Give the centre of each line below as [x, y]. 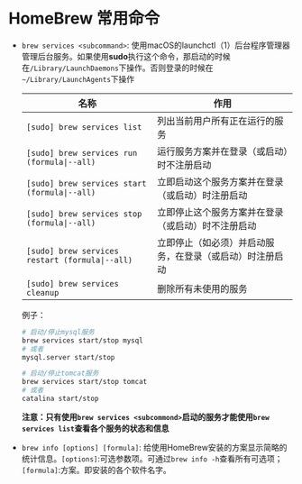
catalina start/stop [60, 399]
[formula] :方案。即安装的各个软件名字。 [96, 470]
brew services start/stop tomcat [84, 382]
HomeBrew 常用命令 [84, 18]
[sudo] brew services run [82, 153]
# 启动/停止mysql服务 [58, 332]
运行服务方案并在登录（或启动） [222, 151]
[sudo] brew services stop [84, 214]
